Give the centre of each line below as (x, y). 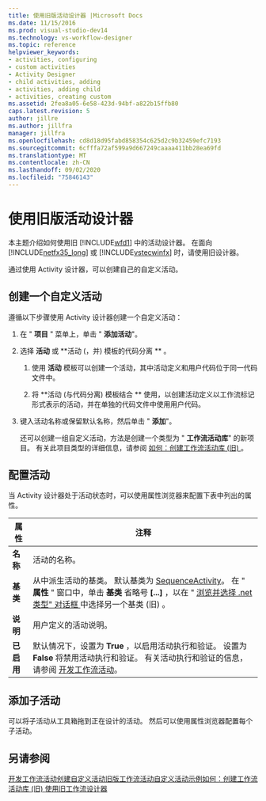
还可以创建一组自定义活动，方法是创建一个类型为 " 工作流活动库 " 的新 (133, 438)
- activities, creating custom (60, 97)
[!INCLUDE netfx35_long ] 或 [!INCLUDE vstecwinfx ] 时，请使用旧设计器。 (126, 252)
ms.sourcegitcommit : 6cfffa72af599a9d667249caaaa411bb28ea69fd (115, 148)
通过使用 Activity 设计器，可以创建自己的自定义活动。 (95, 269)
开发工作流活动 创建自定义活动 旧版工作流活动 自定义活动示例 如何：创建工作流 (133, 779)
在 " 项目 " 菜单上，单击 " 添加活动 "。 (81, 334)
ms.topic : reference (42, 45)
